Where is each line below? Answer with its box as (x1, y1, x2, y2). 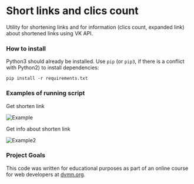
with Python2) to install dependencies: (6, 64, 99, 71)
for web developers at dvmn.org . (6, 170, 86, 178)
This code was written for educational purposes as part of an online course (6, 165, 189, 172)
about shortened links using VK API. (6, 29, 93, 36)
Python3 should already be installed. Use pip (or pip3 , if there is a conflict (6, 58, 185, 65)
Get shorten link (6, 102, 45, 109)
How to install (6, 44, 46, 52)
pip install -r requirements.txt (6, 75, 88, 82)
